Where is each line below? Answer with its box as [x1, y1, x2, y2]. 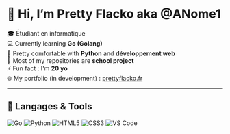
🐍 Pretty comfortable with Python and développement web [7, 49, 176, 57]
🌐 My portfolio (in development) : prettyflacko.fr [7, 74, 143, 82]
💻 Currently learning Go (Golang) [7, 39, 103, 47]
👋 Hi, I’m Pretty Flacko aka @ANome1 [7, 6, 221, 22]
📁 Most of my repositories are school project [7, 56, 134, 64]
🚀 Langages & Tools [7, 100, 92, 112]
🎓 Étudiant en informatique [7, 29, 86, 37]
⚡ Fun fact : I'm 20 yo [7, 64, 68, 72]
